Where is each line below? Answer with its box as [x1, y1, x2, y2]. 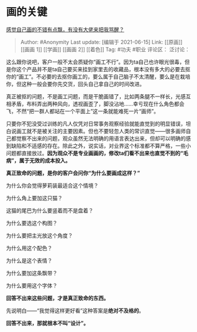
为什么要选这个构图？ [6, 219, 57, 227]
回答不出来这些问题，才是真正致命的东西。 [6, 294, 109, 301]
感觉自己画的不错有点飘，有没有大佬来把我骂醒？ [6, 26, 124, 33]
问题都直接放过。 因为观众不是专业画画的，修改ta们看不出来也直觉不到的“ [6, 150, 184, 157]
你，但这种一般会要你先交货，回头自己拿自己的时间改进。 [6, 80, 145, 87]
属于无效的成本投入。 [19, 157, 71, 164]
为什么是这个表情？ [6, 257, 53, 264]
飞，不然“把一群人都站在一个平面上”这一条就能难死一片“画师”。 [6, 107, 159, 115]
